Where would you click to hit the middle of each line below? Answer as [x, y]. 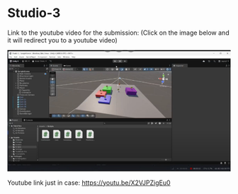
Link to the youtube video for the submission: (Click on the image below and [118, 33]
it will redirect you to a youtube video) [63, 40]
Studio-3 [34, 13]
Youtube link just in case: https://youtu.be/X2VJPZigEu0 [89, 183]
